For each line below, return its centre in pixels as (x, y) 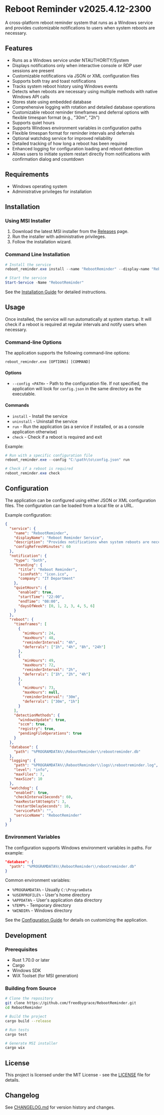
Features (19, 48)
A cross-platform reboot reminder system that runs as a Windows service (79, 23)
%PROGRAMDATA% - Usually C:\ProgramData (52, 890)
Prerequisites (21, 949)
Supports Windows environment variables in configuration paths (77, 128)
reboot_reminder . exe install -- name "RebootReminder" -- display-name (77, 269)
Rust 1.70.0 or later (31, 960)
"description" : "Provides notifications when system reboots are (82, 542)
